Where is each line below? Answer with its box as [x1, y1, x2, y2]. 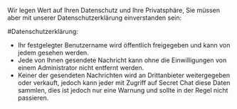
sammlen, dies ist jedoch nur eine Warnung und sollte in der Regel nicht [17, 86, 228, 94]
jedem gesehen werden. [17, 49, 89, 57]
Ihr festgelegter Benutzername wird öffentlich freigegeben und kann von [17, 41, 231, 49]
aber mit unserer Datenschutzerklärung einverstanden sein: [7, 13, 182, 22]
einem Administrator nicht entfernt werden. [17, 64, 144, 71]
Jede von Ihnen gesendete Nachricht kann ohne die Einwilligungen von [17, 56, 227, 64]
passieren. [17, 93, 49, 102]
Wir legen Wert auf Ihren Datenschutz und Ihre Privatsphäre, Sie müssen [7, 6, 221, 14]
